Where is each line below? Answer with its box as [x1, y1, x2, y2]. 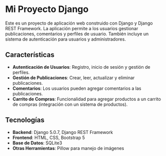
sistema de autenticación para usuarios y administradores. [5, 36, 126, 42]
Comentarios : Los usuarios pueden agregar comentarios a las [12, 85, 141, 91]
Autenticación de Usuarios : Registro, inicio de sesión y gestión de [12, 64, 150, 70]
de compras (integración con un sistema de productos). [12, 101, 128, 107]
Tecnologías [5, 116, 45, 124]
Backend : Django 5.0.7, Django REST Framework [12, 129, 113, 135]
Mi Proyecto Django [5, 4, 89, 15]
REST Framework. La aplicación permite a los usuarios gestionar [5, 25, 138, 31]
